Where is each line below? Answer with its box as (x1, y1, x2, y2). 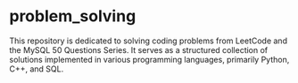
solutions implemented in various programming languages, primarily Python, (9, 54, 290, 64)
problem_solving (9, 6, 137, 26)
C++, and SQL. (9, 64, 64, 74)
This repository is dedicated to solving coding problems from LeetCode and (9, 35, 288, 46)
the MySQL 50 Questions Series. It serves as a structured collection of (9, 44, 269, 55)
